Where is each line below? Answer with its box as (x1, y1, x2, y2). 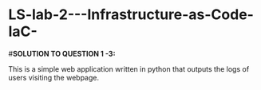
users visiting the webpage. (8, 72, 100, 82)
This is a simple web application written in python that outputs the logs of (8, 64, 250, 73)
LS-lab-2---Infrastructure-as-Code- (8, 6, 254, 24)
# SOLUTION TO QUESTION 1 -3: (8, 49, 116, 58)
